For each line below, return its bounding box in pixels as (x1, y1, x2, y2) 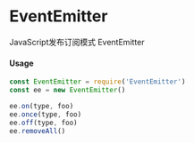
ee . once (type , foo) (9, 109, 82, 119)
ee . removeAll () (9, 126, 66, 135)
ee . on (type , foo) (9, 101, 74, 110)
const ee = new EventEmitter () (9, 86, 126, 95)
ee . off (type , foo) (9, 118, 78, 127)
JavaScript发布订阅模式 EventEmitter (9, 36, 145, 47)
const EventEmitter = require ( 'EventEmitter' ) (9, 77, 186, 86)
